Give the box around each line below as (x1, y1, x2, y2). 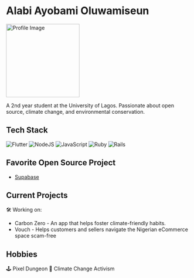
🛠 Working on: (6, 206, 42, 213)
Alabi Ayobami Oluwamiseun (6, 4, 149, 18)
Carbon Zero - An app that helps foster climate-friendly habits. (14, 220, 166, 227)
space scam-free (14, 232, 57, 239)
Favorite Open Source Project (6, 158, 116, 168)
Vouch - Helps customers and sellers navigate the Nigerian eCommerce (14, 226, 189, 233)
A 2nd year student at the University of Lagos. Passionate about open (6, 101, 175, 109)
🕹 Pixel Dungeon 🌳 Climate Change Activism (6, 265, 115, 272)
